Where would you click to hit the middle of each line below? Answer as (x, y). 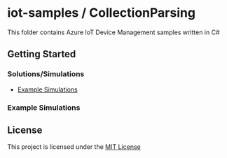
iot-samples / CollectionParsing (102, 13)
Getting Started (42, 54)
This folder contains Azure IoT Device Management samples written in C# (113, 32)
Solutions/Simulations (46, 74)
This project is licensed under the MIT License (74, 147)
